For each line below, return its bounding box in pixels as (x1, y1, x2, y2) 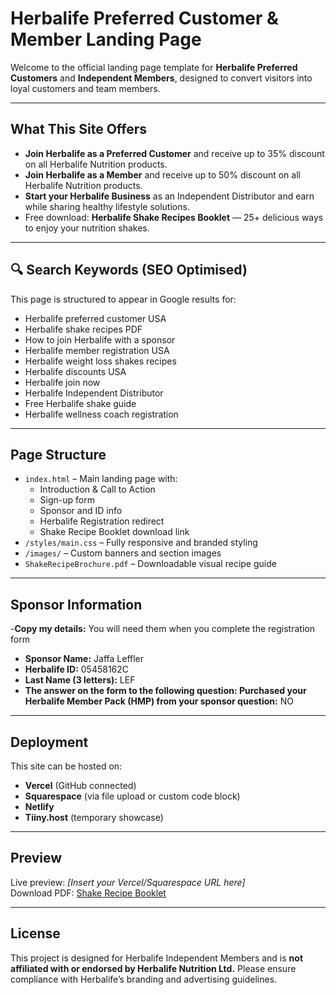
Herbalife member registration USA (24, 344, 170, 356)
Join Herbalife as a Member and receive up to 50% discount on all (24, 168, 301, 181)
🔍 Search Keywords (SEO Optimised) (10, 262, 248, 279)
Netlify (24, 801, 55, 812)
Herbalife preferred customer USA (24, 312, 167, 324)
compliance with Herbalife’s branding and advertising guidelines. (10, 973, 278, 985)
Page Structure (10, 446, 107, 463)
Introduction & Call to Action (39, 483, 156, 496)
